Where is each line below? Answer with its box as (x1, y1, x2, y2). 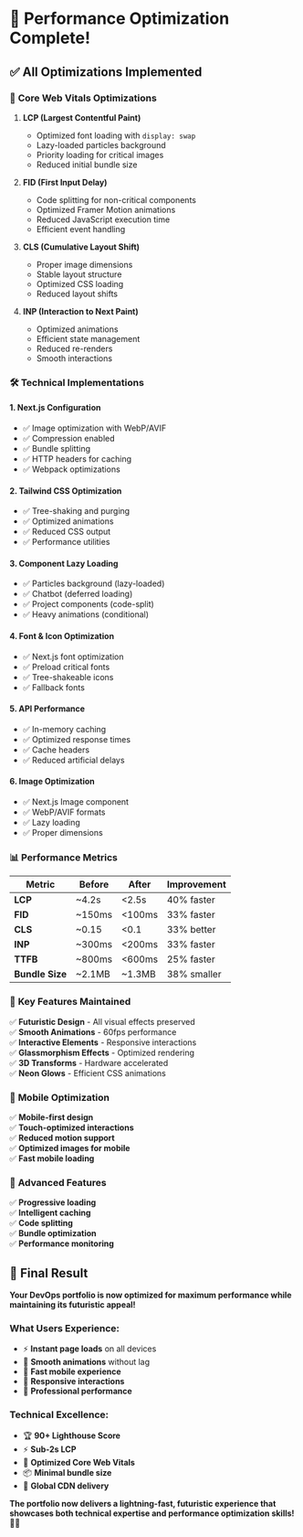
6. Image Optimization (9, 776, 96, 787)
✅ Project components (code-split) (22, 599, 155, 610)
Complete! (9, 27, 91, 48)
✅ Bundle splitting (22, 443, 91, 454)
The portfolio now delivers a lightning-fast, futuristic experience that (9, 1498, 277, 1509)
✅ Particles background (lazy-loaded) (22, 578, 165, 589)
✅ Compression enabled (22, 433, 116, 443)
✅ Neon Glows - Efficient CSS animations (9, 1067, 166, 1078)
